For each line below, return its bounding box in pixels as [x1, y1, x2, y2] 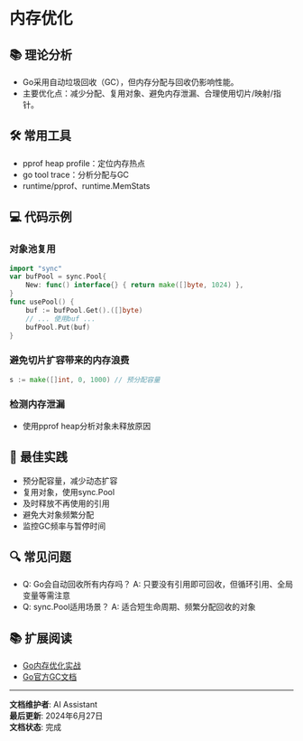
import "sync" [9, 264, 63, 273]
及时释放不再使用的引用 [22, 498, 110, 509]
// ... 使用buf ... [25, 314, 96, 324]
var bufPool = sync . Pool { [9, 272, 106, 281]
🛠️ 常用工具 [9, 128, 72, 144]
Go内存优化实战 [22, 661, 81, 671]
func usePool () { [9, 297, 75, 306]
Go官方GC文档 [22, 671, 78, 682]
